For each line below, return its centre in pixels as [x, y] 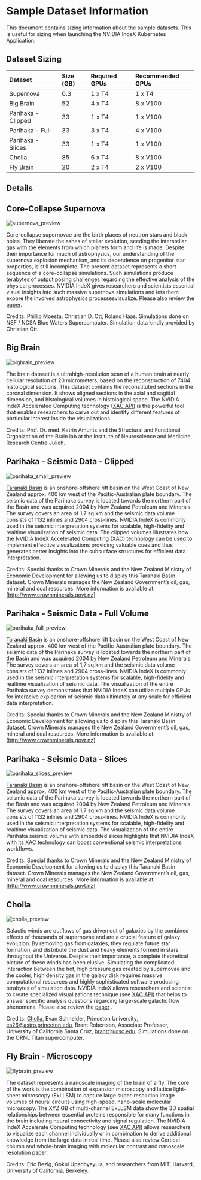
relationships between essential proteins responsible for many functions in [98, 1114]
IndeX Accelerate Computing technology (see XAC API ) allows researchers [98, 1127]
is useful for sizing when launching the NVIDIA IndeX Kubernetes [86, 34]
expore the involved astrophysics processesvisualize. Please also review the [100, 298]
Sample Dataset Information [77, 11]
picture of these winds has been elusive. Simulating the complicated [90, 963]
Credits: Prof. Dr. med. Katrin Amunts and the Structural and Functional [93, 430]
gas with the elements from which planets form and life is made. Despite [95, 247]
